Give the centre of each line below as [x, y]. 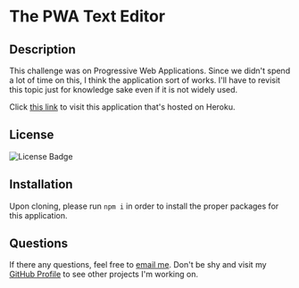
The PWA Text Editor [87, 16]
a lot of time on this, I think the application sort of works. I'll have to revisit [145, 80]
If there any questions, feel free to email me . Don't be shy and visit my [138, 265]
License [32, 135]
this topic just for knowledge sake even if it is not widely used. [124, 90]
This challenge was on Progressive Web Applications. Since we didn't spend [150, 70]
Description [42, 49]
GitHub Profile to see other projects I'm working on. [104, 275]
